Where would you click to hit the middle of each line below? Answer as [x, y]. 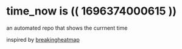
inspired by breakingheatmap [43, 39]
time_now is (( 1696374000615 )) [91, 11]
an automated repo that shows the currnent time [67, 28]
